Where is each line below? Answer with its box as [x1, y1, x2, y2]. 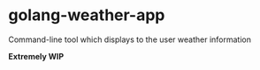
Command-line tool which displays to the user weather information [8, 34, 251, 45]
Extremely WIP [8, 51, 64, 61]
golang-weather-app [8, 5, 165, 25]
